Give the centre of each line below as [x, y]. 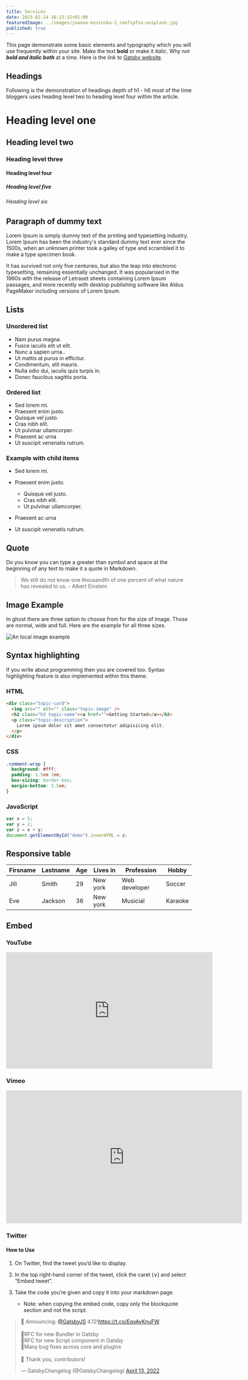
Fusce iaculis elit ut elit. [43, 345]
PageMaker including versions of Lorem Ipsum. [63, 291]
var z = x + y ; [25, 830]
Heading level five [29, 186]
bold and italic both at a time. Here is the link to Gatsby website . [85, 57]
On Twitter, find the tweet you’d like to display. [71, 1263]
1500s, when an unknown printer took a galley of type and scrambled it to [95, 248]
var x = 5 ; [19, 819]
